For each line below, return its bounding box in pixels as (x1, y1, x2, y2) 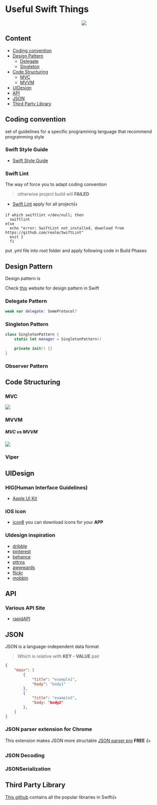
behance (12, 553, 31, 559)
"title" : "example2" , (31, 695, 77, 700)
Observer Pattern (5, 362, 48, 369)
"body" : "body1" (31, 681, 66, 686)
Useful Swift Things (5, 3, 89, 15)
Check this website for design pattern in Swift (5, 285, 99, 291)
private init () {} (14, 346, 52, 351)
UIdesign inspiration (5, 531, 55, 538)
